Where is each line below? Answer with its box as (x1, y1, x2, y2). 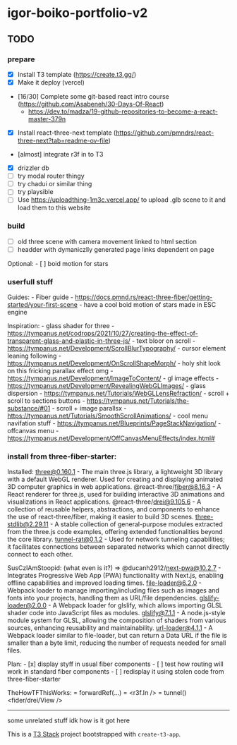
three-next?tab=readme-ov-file (17, 136, 109, 145)
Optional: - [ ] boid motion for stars (7, 259, 109, 267)
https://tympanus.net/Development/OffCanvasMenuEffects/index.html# (7, 434, 215, 442)
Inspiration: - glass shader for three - (7, 322, 115, 330)
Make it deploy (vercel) (17, 78, 85, 86)
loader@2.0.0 (7, 601, 47, 610)
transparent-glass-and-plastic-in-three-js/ (7, 337, 130, 345)
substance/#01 (7, 404, 51, 413)
